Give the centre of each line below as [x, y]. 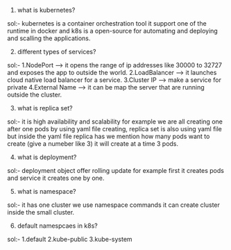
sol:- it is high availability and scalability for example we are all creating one [115, 122]
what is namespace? [46, 191]
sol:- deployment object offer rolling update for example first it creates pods [115, 170]
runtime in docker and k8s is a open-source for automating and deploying [113, 31]
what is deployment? [47, 157]
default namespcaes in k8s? [58, 226]
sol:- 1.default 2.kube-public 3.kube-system [70, 239]
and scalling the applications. [49, 38]
